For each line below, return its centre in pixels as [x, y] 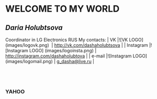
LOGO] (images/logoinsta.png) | [63, 51]
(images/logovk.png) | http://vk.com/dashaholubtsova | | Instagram [77, 45]
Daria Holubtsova [34, 28]
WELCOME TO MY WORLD [62, 9]
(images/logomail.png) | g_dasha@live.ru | [50, 61]
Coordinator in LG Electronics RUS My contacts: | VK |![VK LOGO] [74, 40]
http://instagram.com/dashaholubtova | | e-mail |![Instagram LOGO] [76, 56]
